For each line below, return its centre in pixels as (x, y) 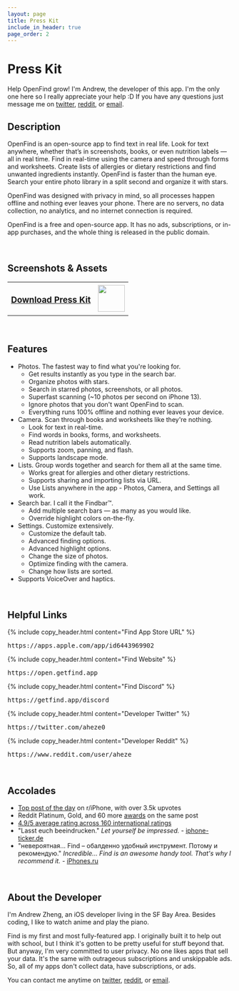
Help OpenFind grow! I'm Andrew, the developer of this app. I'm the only (113, 89)
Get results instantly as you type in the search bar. (102, 374)
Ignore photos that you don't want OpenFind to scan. (106, 404)
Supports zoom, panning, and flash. (81, 450)
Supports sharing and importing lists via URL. (95, 480)
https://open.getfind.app (53, 673)
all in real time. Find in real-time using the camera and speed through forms (118, 159)
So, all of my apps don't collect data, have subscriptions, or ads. (102, 966)
